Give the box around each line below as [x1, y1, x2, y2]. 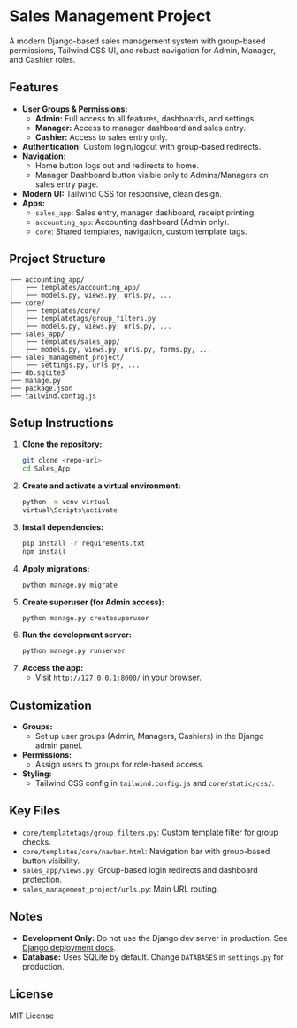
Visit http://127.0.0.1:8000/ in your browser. [34, 672, 202, 683]
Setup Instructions [9, 415, 114, 431]
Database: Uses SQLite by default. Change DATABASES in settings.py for [21, 951, 285, 962]
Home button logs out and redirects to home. [34, 160, 199, 170]
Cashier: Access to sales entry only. [34, 131, 168, 143]
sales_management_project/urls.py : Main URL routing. [21, 884, 219, 894]
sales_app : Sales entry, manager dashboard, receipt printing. [34, 206, 256, 218]
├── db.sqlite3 [9, 368, 65, 378]
